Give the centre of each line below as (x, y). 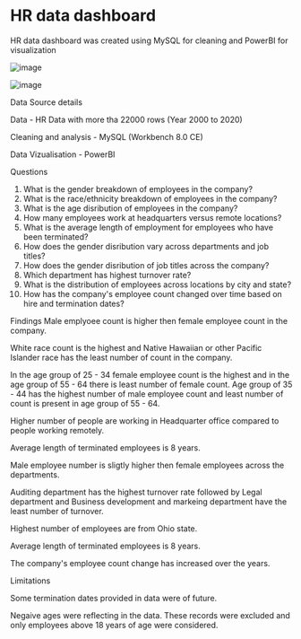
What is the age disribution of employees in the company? (130, 208)
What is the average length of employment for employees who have (148, 227)
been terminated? (56, 236)
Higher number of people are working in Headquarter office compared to (145, 420)
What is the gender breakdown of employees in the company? (138, 188)
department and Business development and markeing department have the (149, 501)
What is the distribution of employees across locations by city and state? (157, 284)
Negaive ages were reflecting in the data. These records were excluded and (150, 615)
